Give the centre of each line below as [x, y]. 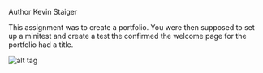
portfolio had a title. [41, 45]
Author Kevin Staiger [43, 12]
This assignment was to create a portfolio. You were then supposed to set [132, 27]
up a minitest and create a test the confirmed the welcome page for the [127, 36]
